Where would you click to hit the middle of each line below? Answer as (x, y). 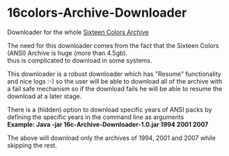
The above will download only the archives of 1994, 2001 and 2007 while (111, 138)
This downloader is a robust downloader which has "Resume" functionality (114, 74)
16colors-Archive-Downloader (97, 13)
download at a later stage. (45, 96)
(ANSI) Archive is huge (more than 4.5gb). (67, 53)
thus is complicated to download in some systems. (80, 60)
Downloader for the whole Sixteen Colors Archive (78, 32)
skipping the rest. (32, 145)
